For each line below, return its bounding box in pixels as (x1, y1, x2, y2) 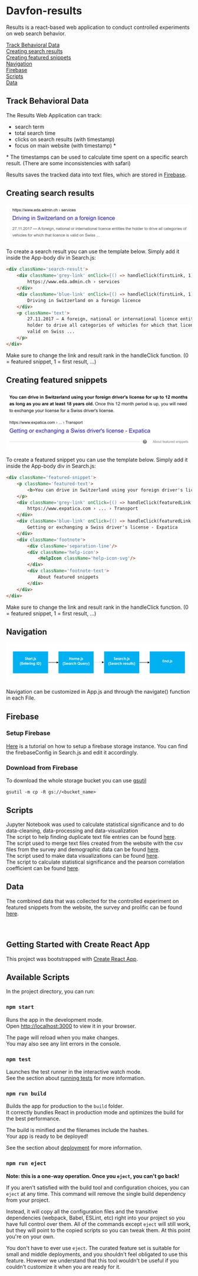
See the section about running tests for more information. (6, 1075, 146, 1081)
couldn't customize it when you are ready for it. (6, 1263, 121, 1270)
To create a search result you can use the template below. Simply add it (6, 248, 180, 255)
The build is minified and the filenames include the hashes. (6, 1127, 149, 1134)
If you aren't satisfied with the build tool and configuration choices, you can (6, 1184, 190, 1191)
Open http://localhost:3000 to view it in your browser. (6, 1022, 137, 1029)
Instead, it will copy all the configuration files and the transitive (6, 1208, 158, 1215)
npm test (6, 1056, 31, 1062)
